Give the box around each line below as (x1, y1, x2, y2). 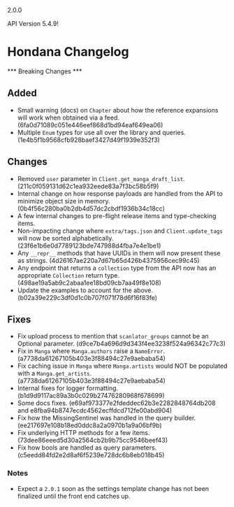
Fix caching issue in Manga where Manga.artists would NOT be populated (17, 362, 228, 370)
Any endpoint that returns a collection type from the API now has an (17, 264, 217, 272)
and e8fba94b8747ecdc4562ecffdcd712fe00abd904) (17, 406, 173, 415)
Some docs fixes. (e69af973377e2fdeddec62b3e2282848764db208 (17, 399, 216, 408)
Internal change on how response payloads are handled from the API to (17, 189, 224, 198)
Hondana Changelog (7, 44, 129, 60)
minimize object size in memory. (17, 197, 110, 205)
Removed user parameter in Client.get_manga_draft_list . (17, 174, 185, 183)
